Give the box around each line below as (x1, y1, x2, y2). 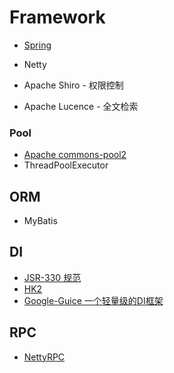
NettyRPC (23, 351, 66, 363)
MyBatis (23, 215, 58, 227)
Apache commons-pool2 (23, 149, 127, 161)
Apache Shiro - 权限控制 (23, 79, 124, 91)
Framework (9, 6, 106, 29)
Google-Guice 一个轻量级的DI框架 (23, 294, 164, 306)
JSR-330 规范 (23, 271, 82, 283)
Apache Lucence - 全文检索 (23, 100, 139, 112)
